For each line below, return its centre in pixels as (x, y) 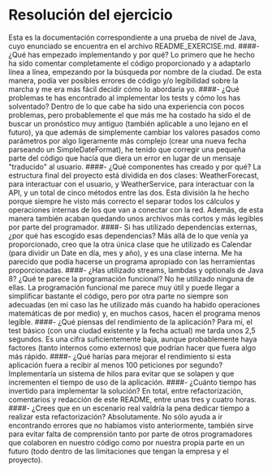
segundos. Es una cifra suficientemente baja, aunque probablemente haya (133, 339)
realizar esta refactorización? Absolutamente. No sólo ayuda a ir (116, 416)
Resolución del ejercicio (91, 15)
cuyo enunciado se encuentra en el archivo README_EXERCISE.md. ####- (134, 45)
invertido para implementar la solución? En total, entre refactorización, (126, 390)
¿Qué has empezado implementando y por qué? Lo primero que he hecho (132, 54)
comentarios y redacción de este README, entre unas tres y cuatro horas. (133, 399)
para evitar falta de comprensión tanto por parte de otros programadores (131, 434)
